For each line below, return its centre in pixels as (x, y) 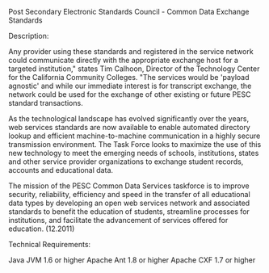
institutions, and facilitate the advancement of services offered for (118, 220)
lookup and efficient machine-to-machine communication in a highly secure (134, 136)
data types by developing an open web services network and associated (129, 203)
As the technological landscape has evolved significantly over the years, (129, 119)
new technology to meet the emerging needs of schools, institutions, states (134, 153)
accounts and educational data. (61, 170)
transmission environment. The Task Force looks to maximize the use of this (135, 144)
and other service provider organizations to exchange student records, (126, 162)
